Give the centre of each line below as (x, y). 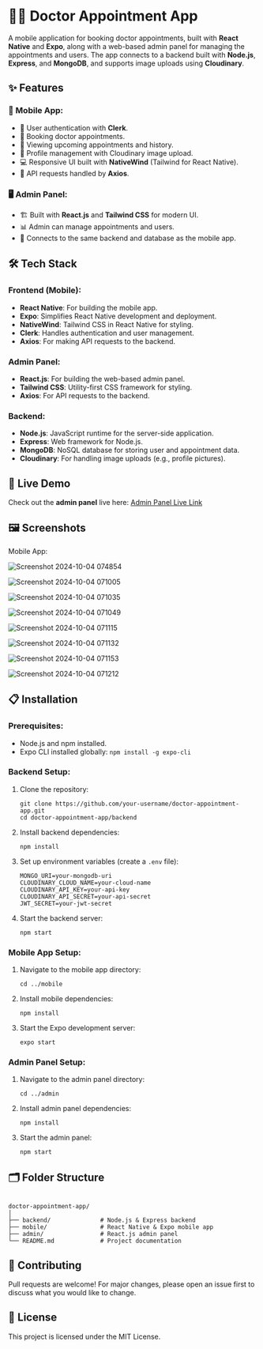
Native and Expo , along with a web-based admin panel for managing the (126, 46)
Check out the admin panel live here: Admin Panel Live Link (105, 503)
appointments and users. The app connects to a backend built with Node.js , (132, 55)
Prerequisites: (36, 726)
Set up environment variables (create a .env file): (99, 861)
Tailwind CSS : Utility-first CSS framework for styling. (106, 387)
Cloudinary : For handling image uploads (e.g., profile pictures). (122, 458)
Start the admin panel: (56, 1138)
